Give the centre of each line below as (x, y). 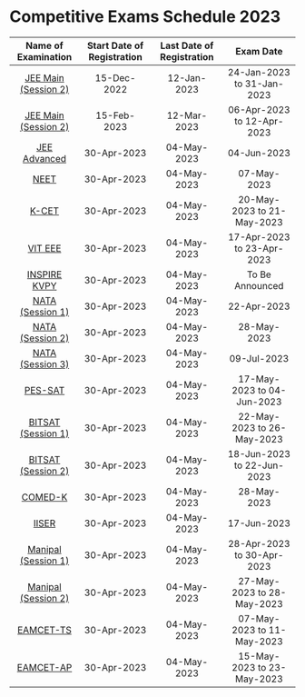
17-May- (259, 379)
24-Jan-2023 (259, 72)
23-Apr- (264, 248)
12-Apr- (264, 121)
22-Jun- (264, 465)
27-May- (259, 581)
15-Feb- (115, 115)
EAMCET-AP (44, 667)
